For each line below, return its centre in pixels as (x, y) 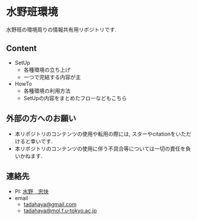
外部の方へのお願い (41, 119)
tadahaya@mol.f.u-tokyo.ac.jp (60, 211)
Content (22, 49)
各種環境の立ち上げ (47, 70)
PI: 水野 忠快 (32, 192)
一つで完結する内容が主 (52, 77)
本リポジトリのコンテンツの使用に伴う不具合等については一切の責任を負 (103, 149)
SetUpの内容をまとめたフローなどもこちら (75, 98)
